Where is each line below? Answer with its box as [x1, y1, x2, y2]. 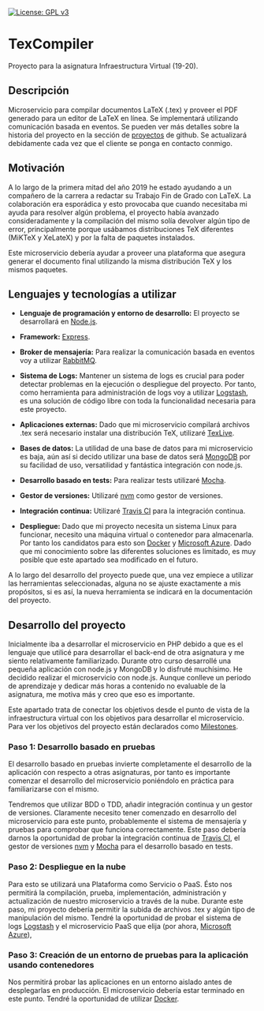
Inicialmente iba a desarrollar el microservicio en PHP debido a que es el [8, 639, 244, 649]
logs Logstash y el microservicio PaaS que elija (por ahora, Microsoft [8, 921, 232, 930]
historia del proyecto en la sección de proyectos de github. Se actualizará [8, 130, 247, 140]
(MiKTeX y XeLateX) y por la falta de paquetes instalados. [8, 233, 195, 242]
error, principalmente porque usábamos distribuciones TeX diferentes [8, 224, 234, 234]
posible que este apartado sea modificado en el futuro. [19, 555, 199, 564]
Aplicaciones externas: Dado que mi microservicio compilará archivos [19, 420, 251, 429]
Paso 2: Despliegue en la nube [8, 861, 126, 872]
